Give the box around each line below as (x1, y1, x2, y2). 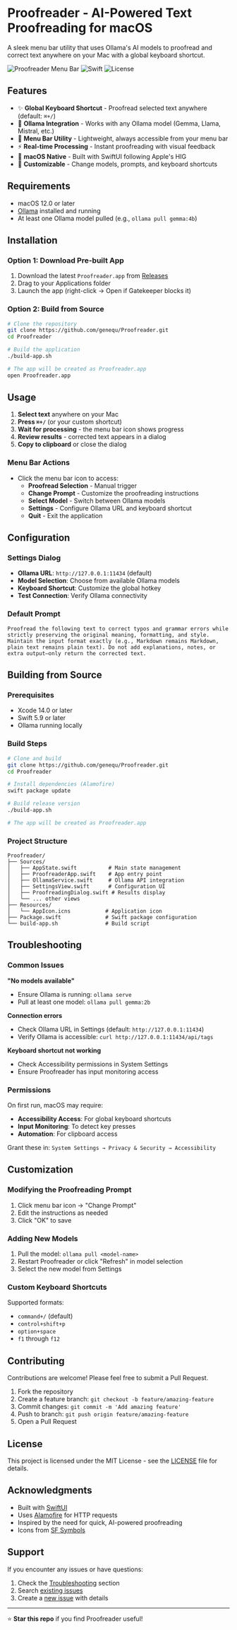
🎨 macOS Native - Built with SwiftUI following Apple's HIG (17, 152, 187, 160)
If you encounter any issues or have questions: (7, 1565, 143, 1574)
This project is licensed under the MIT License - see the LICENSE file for (7, 1456, 217, 1465)
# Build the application (7, 346, 80, 354)
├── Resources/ (7, 901, 52, 909)
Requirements (7, 180, 71, 192)
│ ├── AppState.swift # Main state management (7, 865, 181, 872)
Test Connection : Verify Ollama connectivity (17, 592, 148, 600)
